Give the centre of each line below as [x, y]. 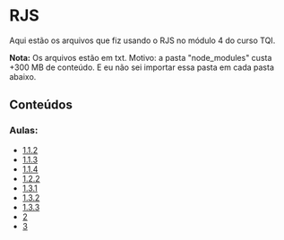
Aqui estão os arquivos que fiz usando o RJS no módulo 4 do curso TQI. [142, 40]
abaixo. [23, 76]
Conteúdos [41, 105]
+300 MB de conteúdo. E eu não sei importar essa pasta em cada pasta [142, 67]
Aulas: [24, 131]
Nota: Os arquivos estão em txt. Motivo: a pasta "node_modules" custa [141, 57]
